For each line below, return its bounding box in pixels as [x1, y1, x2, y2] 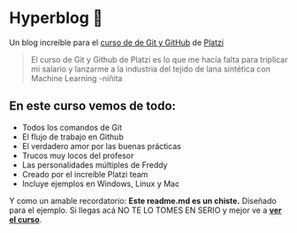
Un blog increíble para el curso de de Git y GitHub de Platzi [9, 37, 224, 48]
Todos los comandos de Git [21, 122, 122, 132]
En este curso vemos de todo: [9, 99, 177, 114]
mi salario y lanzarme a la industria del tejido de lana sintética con [30, 64, 271, 74]
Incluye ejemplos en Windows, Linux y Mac [21, 178, 179, 189]
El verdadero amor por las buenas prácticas [21, 140, 181, 151]
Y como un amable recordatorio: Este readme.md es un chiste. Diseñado [9, 195, 277, 206]
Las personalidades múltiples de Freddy [21, 159, 168, 170]
